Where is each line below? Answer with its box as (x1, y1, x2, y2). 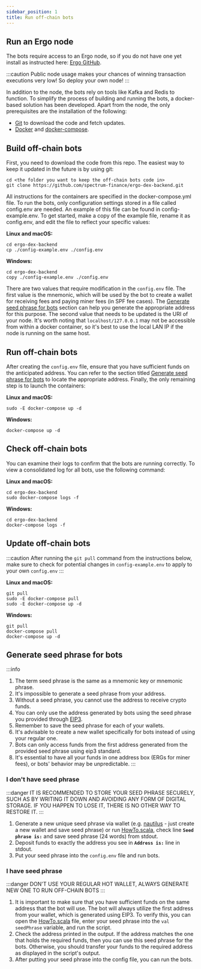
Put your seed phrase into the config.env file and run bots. (14, 851, 160, 859)
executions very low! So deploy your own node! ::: (6, 77, 130, 84)
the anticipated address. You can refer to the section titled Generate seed (6, 369, 188, 376)
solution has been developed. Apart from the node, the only (23, 102, 170, 109)
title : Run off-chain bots (6, 14, 74, 20)
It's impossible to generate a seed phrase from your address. (14, 690, 166, 697)
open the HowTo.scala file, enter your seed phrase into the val (14, 917, 170, 925)
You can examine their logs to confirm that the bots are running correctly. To (6, 460, 195, 467)
